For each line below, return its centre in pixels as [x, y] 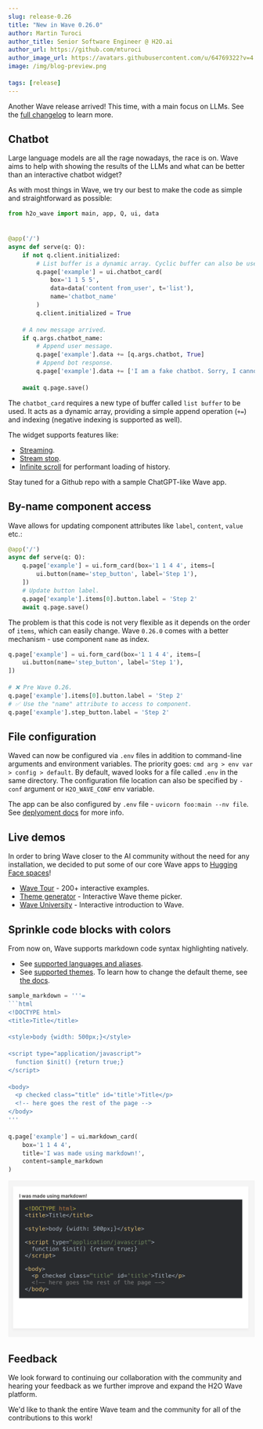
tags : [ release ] [34, 82]
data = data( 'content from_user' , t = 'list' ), [122, 288]
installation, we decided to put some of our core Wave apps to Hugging [123, 865]
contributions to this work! [50, 1418]
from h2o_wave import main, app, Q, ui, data [83, 214]
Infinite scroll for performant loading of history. [95, 467]
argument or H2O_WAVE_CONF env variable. [89, 789]
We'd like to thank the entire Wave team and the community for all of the [124, 1409]
